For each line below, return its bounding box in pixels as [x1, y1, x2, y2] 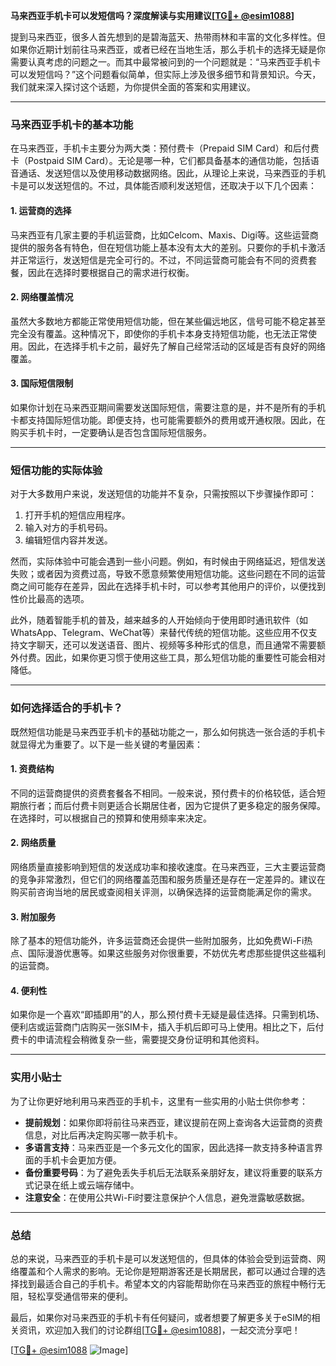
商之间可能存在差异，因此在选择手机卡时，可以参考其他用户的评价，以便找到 [10, 580, 326, 593]
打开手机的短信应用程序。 [24, 509, 131, 521]
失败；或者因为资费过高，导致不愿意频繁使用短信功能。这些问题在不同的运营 [10, 568, 326, 580]
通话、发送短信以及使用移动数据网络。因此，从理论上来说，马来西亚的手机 [18, 167, 326, 179]
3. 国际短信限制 [10, 377, 74, 389]
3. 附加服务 [10, 910, 57, 923]
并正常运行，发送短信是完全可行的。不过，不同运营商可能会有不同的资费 [10, 254, 308, 266]
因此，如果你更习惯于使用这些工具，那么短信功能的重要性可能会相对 [44, 652, 326, 664]
